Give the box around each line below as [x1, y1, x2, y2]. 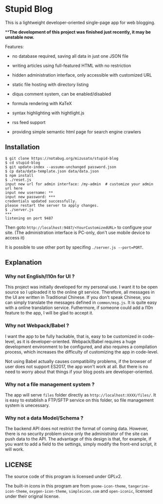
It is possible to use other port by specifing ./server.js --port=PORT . [5, 244, 144, 250]
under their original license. [5, 493, 60, 499]
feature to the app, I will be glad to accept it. [5, 310, 93, 316]
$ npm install [5, 173, 34, 178]
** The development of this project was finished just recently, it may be [5, 29, 151, 35]
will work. [5, 446, 24, 452]
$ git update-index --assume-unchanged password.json [5, 165, 117, 169]
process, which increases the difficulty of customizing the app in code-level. [5, 349, 159, 355]
